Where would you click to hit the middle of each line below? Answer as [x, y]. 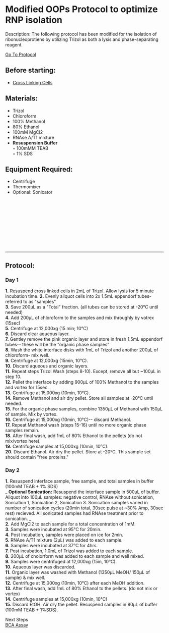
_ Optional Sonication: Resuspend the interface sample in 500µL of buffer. [82, 492]
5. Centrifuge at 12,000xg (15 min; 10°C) [47, 329]
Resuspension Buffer [35, 143]
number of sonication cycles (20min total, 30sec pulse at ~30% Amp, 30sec [84, 508]
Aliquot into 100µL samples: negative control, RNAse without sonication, [80, 497]
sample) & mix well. [25, 578]
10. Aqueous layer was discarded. [40, 567]
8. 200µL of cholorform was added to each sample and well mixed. [75, 556]
